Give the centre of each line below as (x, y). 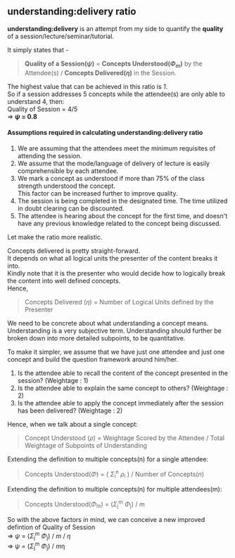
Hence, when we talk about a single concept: (73, 424)
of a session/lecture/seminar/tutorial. (61, 36)
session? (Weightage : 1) (53, 380)
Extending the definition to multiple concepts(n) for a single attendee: (108, 459)
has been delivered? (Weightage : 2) (70, 410)
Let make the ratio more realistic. (55, 237)
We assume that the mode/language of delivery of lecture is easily (113, 163)
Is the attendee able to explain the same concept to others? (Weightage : (123, 388)
